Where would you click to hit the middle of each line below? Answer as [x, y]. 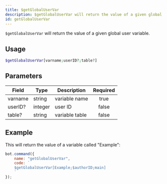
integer [41, 106]
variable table [71, 114]
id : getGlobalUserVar [28, 19]
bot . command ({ [20, 154]
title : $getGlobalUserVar [32, 10]
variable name [71, 98]
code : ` [22, 163]
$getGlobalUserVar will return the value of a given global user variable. [77, 33]
